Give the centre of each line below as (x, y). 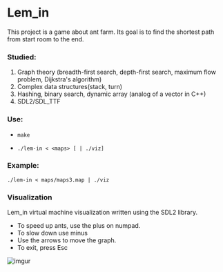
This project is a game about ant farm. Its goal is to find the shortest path (111, 32)
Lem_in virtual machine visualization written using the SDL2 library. (103, 213)
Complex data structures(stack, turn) (70, 87)
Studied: (22, 57)
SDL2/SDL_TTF (39, 101)
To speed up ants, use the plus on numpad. (79, 226)
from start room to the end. (46, 39)
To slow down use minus (52, 233)
